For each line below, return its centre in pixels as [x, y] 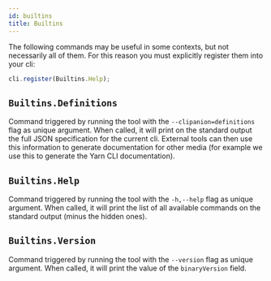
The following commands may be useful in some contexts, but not [119, 46]
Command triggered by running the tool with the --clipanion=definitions [132, 122]
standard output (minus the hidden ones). [78, 216]
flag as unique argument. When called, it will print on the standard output [131, 130]
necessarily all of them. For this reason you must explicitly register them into [136, 55]
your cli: [22, 64]
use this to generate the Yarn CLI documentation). [92, 156]
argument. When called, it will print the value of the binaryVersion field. [128, 268]
